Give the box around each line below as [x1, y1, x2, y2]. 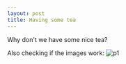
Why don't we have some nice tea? [7, 35, 108, 43]
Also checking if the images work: [7, 49, 104, 57]
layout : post [7, 10, 45, 17]
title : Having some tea [7, 17, 77, 23]
